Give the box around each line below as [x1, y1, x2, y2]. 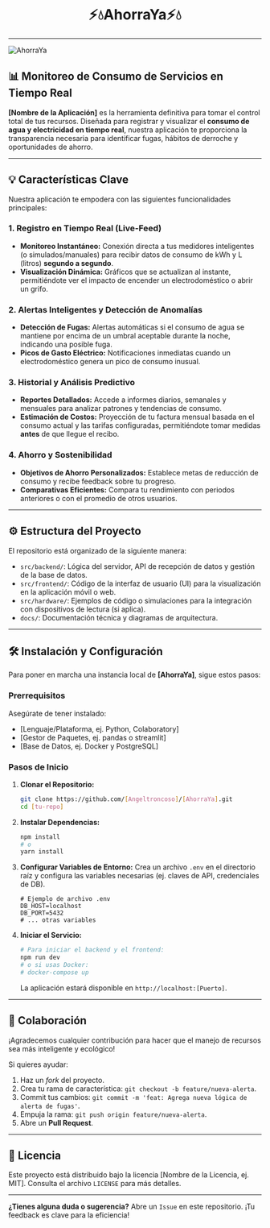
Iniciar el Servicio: [19, 931, 82, 940]
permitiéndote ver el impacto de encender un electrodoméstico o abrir [19, 275, 253, 285]
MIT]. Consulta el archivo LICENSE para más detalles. [8, 1179, 182, 1189]
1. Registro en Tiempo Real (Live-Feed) [8, 222, 162, 234]
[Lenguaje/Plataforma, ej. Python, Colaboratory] [19, 724, 179, 733]
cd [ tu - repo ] [19, 803, 64, 811]
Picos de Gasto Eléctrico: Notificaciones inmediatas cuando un [19, 348, 231, 358]
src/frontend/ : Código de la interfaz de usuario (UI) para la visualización [19, 579, 261, 588]
